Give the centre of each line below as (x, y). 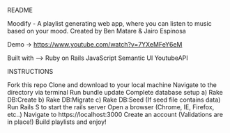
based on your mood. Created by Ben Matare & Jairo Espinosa (97, 31)
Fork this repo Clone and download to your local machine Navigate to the (112, 85)
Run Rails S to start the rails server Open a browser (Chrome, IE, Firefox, (111, 107)
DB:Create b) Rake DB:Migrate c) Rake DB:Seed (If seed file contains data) (114, 100)
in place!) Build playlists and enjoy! (57, 122)
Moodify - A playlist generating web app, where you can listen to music (110, 23)
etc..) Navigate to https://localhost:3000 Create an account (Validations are (115, 115)
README (20, 10)
